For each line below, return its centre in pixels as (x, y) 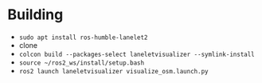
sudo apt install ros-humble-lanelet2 (83, 38)
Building (35, 15)
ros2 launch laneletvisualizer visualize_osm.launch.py (113, 71)
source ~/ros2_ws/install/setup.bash (82, 63)
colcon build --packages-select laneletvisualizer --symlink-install (137, 54)
